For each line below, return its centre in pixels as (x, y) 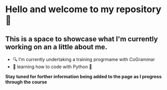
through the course (26, 82)
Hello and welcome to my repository (83, 9)
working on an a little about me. (56, 47)
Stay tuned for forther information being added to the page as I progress (83, 77)
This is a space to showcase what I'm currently (82, 39)
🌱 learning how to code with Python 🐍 (52, 67)
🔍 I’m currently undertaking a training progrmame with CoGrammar (84, 59)
